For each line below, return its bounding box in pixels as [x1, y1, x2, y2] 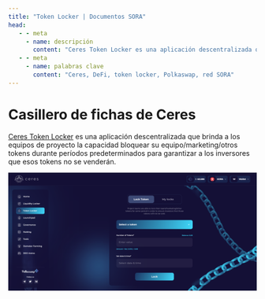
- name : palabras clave [25, 63, 104, 71]
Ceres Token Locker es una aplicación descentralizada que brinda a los [8, 131, 241, 141]
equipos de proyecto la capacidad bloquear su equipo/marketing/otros [8, 140, 238, 149]
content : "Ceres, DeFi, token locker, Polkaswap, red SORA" [32, 71, 235, 79]
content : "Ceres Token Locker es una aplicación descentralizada [32, 46, 252, 54]
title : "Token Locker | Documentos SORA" [8, 13, 147, 20]
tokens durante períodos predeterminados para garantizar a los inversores [8, 148, 250, 157]
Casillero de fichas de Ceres [8, 105, 196, 124]
